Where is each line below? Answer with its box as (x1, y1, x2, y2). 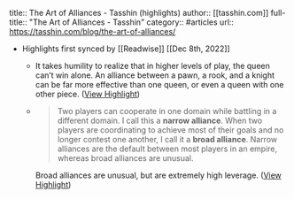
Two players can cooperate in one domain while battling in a (57, 106, 277, 116)
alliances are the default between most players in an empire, (57, 143, 278, 154)
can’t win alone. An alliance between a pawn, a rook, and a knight (35, 70, 275, 80)
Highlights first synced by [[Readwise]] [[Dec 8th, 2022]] (21, 43, 230, 54)
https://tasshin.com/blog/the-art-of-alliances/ (9, 27, 176, 36)
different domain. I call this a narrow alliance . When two (57, 115, 263, 126)
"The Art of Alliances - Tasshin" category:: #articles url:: (29, 17, 235, 27)
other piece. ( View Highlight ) (35, 88, 140, 99)
